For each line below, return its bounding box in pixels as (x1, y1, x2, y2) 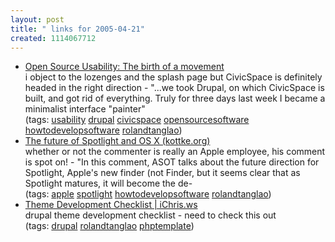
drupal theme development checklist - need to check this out (24, 209, 277, 221)
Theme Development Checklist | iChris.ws (24, 199, 198, 211)
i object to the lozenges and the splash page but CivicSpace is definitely (24, 71, 323, 83)
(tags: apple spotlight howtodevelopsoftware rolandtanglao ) (24, 188, 272, 200)
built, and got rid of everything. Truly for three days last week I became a (24, 92, 326, 105)
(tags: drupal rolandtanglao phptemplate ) (24, 220, 195, 232)
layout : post (10, 14, 65, 25)
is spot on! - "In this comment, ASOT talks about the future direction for (24, 156, 320, 168)
